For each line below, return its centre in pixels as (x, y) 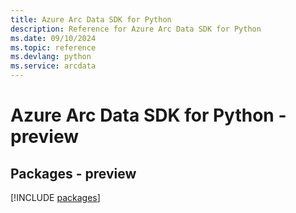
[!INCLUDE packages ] (55, 197)
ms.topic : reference (53, 47)
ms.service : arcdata (53, 66)
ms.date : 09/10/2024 (53, 38)
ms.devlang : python (51, 57)
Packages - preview (73, 173)
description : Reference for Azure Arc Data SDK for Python (136, 29)
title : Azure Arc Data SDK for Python (91, 19)
